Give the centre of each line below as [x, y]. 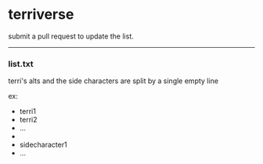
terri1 [28, 111]
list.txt [21, 64]
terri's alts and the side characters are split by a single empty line [113, 81]
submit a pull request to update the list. [71, 36]
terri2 [28, 120]
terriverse [41, 15]
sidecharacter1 [43, 145]
